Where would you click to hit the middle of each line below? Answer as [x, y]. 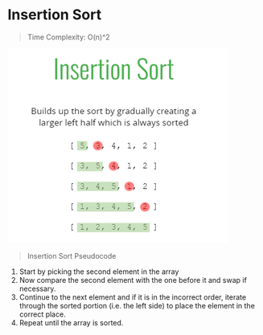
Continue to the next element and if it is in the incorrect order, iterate [133, 297]
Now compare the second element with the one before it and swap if [133, 280]
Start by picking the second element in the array [99, 272]
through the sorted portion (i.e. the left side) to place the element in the [137, 305]
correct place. [42, 314]
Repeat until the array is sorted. [71, 322]
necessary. [37, 288]
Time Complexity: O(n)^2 [68, 37]
